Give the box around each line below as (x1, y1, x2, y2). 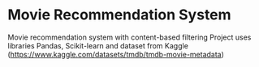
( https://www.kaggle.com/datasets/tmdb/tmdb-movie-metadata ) (7, 49, 225, 59)
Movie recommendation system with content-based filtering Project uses (7, 32, 252, 42)
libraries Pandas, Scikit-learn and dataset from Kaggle (7, 40, 188, 50)
